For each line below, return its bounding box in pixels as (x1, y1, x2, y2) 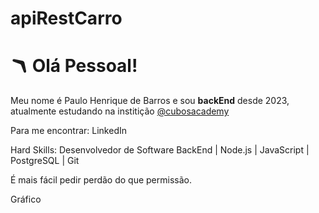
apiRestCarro (10, 7, 123, 30)
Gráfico (10, 193, 42, 206)
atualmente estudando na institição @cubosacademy (10, 105, 230, 117)
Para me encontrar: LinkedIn (10, 125, 127, 137)
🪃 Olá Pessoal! (10, 55, 138, 77)
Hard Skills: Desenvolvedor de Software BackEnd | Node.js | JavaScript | (10, 144, 310, 156)
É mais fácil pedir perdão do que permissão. (10, 174, 192, 186)
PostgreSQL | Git (10, 155, 80, 167)
